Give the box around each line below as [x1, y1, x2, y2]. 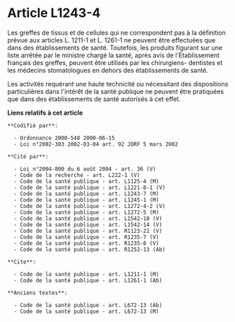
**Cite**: [7, 258, 37, 265]
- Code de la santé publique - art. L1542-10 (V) [13, 214, 162, 222]
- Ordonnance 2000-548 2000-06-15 [13, 134, 115, 142]
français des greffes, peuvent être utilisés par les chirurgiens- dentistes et [7, 58, 223, 67]
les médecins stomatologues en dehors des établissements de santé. [7, 66, 209, 74]
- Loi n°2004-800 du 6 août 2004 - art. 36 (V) [13, 165, 157, 173]
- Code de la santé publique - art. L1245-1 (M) [13, 196, 159, 203]
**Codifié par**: [7, 122, 59, 129]
